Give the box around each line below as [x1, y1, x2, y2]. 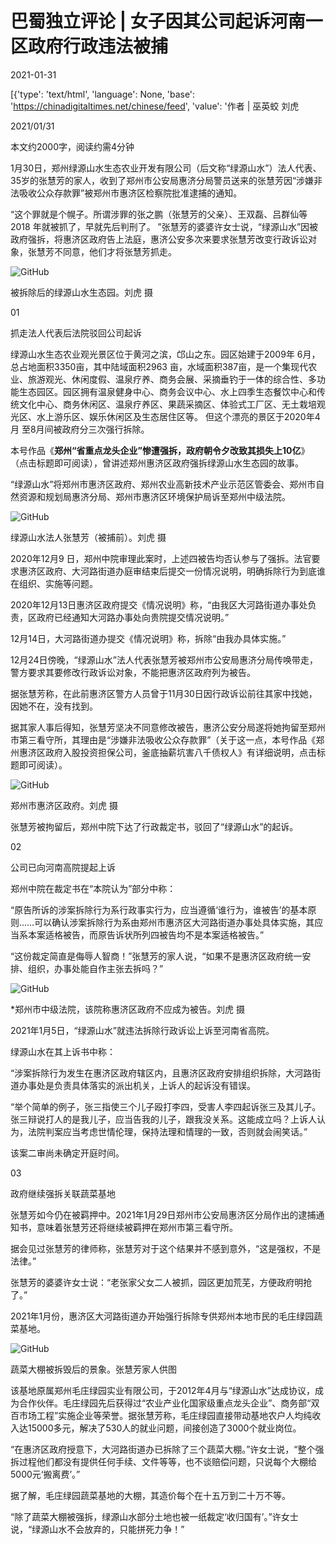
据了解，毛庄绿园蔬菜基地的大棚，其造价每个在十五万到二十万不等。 [10, 1489, 291, 1501]
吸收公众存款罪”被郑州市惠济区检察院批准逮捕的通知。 [18, 187, 243, 199]
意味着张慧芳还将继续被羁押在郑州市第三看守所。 [36, 1221, 238, 1233]
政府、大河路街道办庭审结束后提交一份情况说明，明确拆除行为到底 [44, 565, 317, 577]
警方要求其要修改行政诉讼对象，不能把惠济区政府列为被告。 [10, 666, 256, 678]
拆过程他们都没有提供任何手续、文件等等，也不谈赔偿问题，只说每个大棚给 [10, 1455, 317, 1467]
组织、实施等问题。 [18, 577, 98, 589]
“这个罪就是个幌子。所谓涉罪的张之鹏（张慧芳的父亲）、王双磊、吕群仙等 [10, 208, 308, 220]
